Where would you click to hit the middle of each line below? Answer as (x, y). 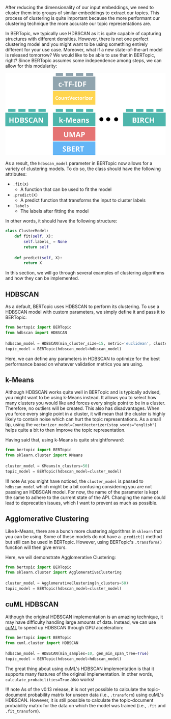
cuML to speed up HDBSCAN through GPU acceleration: (64, 627)
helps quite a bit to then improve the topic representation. (65, 430)
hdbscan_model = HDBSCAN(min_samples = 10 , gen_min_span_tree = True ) (77, 654)
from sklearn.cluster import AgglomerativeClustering (64, 572)
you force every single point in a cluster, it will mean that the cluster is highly (85, 414)
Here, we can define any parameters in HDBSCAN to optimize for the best (83, 358)
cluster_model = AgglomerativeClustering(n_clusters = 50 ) (67, 583)
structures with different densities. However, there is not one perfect (77, 39)
